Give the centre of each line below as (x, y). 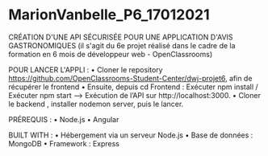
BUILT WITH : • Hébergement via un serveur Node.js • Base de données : (131, 135)
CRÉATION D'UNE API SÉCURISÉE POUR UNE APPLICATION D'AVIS (121, 37)
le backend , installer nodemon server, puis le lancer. (96, 104)
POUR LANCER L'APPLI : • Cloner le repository (86, 69)
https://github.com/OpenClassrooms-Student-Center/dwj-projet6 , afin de (130, 78)
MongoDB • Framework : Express (64, 143)
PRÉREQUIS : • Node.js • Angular (64, 119)
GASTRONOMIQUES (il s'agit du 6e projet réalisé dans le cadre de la (122, 45)
